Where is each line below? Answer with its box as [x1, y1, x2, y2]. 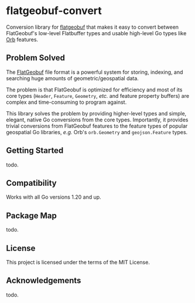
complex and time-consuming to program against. [6, 98, 127, 105]
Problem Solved [6, 53, 66, 63]
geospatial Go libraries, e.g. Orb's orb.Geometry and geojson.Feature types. [6, 128, 188, 135]
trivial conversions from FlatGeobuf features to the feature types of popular [6, 122, 188, 130]
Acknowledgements [6, 275, 81, 285]
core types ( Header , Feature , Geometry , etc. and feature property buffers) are [6, 92, 189, 99]
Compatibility [6, 178, 57, 188]
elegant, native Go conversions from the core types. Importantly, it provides [6, 116, 189, 123]
